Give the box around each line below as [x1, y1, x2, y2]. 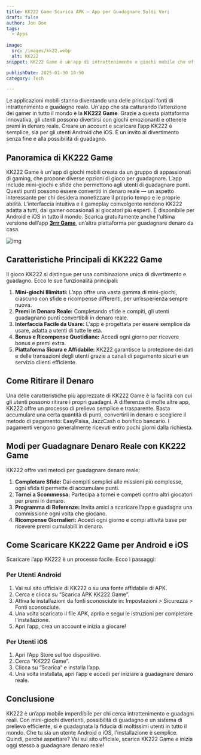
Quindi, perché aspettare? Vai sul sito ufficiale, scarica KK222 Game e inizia [6, 735, 193, 742]
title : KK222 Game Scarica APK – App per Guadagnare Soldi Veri [6, 8, 170, 15]
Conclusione [6, 694, 55, 704]
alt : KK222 [11, 53, 39, 59]
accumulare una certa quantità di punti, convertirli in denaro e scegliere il [6, 411, 187, 418]
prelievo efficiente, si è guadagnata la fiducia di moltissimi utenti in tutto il [6, 723, 187, 730]
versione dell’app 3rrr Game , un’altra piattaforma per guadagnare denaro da [6, 219, 194, 226]
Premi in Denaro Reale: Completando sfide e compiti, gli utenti [14, 307, 169, 315]
